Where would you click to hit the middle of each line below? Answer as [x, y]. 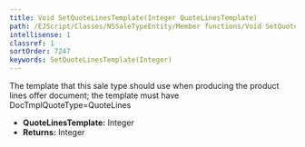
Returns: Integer [54, 132]
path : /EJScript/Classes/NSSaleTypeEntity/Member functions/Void [135, 26]
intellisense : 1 [40, 34]
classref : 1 [32, 43]
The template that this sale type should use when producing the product [144, 86]
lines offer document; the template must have [94, 95]
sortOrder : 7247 [40, 52]
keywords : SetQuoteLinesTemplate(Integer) [91, 60]
